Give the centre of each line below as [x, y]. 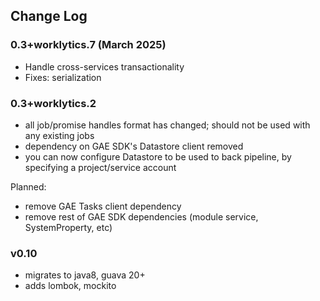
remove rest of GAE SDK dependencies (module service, [141, 216]
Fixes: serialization [63, 77]
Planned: [28, 186]
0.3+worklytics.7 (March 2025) [88, 45]
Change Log [49, 16]
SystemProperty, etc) [68, 227]
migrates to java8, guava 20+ [85, 275]
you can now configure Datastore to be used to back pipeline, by [158, 156]
